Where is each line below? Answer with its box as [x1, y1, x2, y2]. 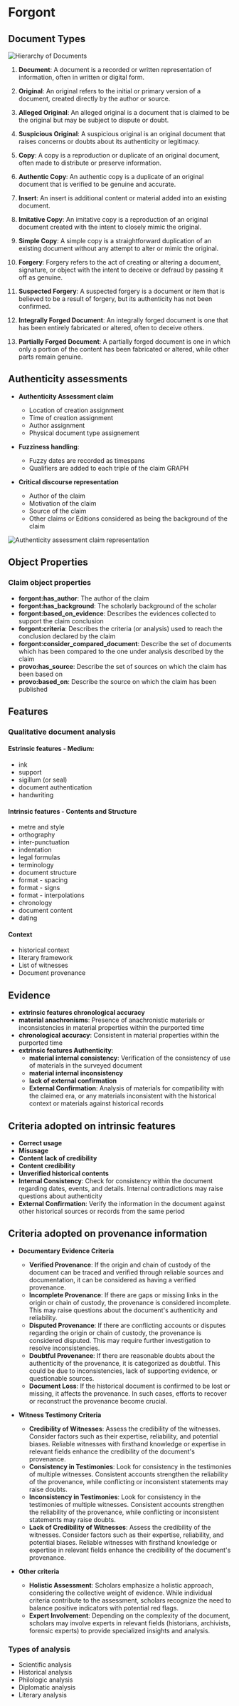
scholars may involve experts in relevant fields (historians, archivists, [28, 1618, 231, 1627]
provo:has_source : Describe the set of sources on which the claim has [18, 662, 227, 670]
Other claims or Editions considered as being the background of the [28, 514, 228, 523]
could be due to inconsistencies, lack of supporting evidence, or [28, 1367, 218, 1375]
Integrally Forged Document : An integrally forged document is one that [18, 316, 228, 325]
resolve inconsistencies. [28, 1344, 100, 1352]
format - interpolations [18, 891, 85, 899]
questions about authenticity [18, 1192, 102, 1200]
